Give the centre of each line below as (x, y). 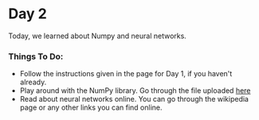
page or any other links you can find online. (91, 107)
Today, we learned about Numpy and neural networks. (98, 36)
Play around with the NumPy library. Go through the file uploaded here (135, 91)
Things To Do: (36, 56)
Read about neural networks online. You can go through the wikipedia (134, 99)
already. (33, 82)
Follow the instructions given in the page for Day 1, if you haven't (126, 74)
